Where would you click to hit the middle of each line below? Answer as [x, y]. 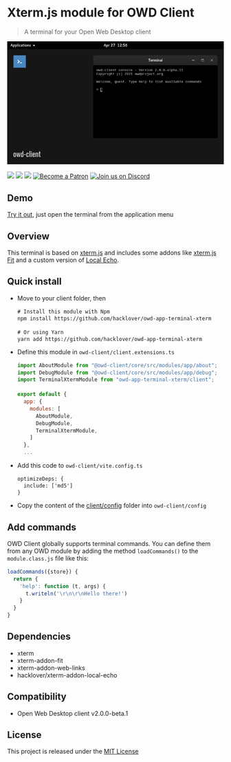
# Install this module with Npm [63, 312]
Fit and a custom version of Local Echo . [63, 260]
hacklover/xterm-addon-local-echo [67, 675]
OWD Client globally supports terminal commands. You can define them [109, 543]
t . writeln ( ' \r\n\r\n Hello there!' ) [76, 594]
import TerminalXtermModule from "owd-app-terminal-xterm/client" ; [115, 380]
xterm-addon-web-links [51, 668]
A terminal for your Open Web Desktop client [87, 32]
